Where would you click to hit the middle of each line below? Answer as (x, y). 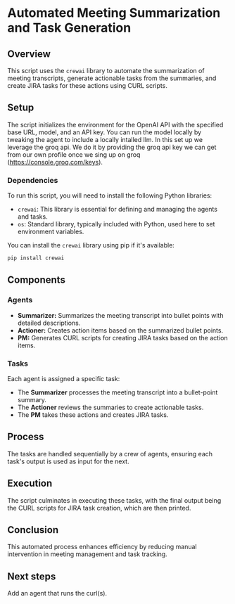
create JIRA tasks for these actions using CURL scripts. (87, 85)
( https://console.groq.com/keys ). (55, 162)
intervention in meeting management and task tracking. (87, 554)
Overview (29, 54)
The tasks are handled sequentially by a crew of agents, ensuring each (110, 454)
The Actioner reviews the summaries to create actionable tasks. (110, 407)
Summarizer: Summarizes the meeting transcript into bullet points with (120, 315)
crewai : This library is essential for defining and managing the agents (118, 210)
